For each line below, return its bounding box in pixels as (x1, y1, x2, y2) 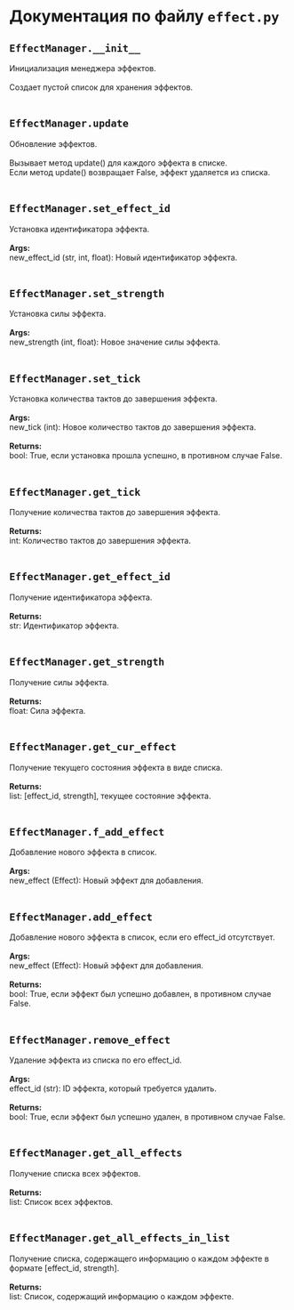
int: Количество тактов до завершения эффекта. (9, 536, 191, 546)
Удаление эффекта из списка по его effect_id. (9, 1055, 182, 1065)
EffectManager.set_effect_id (9, 202, 171, 215)
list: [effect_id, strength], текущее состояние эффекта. (9, 790, 211, 801)
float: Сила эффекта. (9, 705, 86, 716)
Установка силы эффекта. (9, 309, 107, 319)
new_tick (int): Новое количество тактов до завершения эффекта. (9, 422, 257, 433)
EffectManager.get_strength (9, 656, 165, 668)
